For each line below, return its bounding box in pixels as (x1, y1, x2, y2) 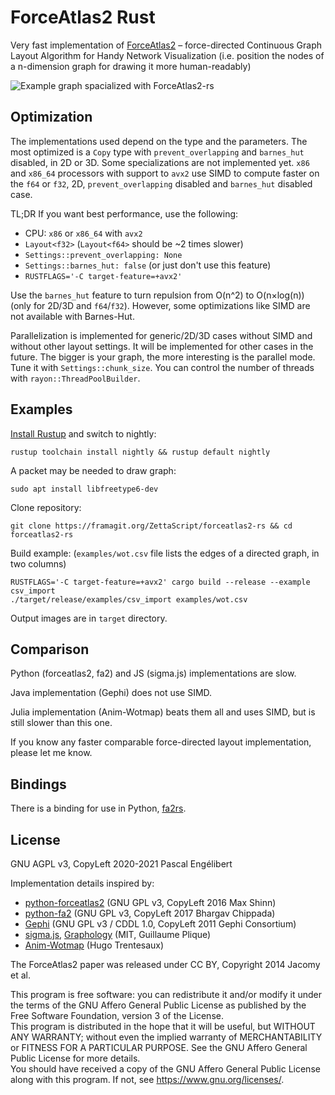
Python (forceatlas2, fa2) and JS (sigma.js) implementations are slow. (10, 667, 297, 680)
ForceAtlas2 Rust (10, 6, 156, 29)
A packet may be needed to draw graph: (10, 464, 177, 476)
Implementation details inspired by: (10, 877, 155, 889)
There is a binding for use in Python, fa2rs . (10, 802, 187, 815)
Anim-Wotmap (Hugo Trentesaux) (24, 939, 165, 951)
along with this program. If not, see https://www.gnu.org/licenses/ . (10, 1074, 285, 1085)
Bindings (10, 776, 67, 793)
